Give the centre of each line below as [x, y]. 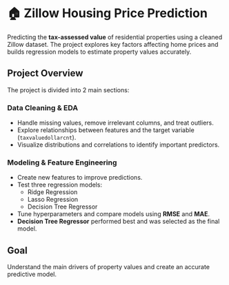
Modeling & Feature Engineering [62, 162]
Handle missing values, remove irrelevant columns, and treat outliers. [115, 123]
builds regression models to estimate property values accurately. [99, 52]
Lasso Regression [53, 200]
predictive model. [32, 274]
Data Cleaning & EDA [42, 107]
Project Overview [45, 73]
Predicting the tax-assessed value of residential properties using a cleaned [115, 37]
